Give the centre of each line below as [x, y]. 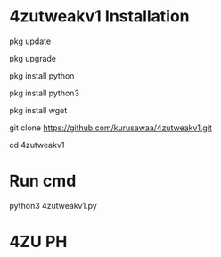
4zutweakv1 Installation [99, 17]
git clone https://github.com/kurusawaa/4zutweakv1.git [110, 128]
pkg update [30, 41]
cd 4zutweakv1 [37, 145]
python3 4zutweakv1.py [53, 205]
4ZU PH [38, 242]
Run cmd [43, 181]
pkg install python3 [45, 93]
